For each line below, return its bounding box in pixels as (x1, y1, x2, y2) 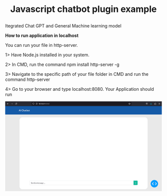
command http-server (5, 76, 51, 83)
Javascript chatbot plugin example (10, 3, 157, 15)
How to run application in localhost (5, 32, 79, 38)
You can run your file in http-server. (5, 42, 78, 48)
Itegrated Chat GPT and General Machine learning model (5, 23, 122, 29)
